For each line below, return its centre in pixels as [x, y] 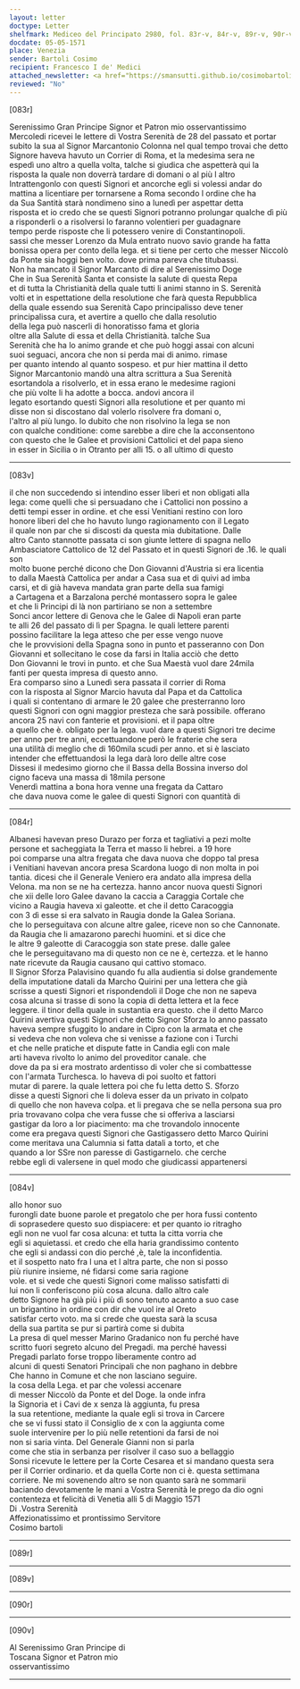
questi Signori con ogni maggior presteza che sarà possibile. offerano [137, 710]
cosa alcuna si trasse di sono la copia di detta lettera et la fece [124, 1000]
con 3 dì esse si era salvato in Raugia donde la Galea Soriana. [122, 915]
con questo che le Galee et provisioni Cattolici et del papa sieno [126, 439]
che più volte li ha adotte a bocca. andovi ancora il [102, 392]
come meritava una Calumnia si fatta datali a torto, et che [114, 1142]
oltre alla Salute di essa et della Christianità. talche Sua [110, 335]
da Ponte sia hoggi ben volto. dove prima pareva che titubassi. [124, 259]
